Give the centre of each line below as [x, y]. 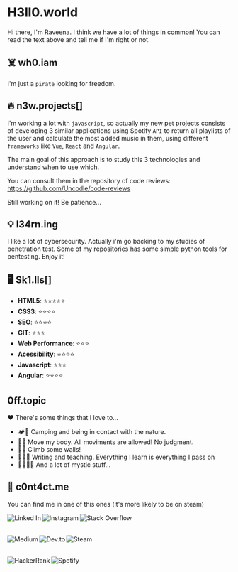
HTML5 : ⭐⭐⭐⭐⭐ [41, 301]
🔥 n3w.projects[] [45, 106]
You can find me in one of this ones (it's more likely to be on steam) [106, 504]
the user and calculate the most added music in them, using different [108, 138]
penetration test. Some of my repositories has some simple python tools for [118, 249]
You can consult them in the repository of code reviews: [89, 180]
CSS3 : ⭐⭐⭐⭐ [36, 312]
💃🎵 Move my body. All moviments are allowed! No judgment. [106, 442]
